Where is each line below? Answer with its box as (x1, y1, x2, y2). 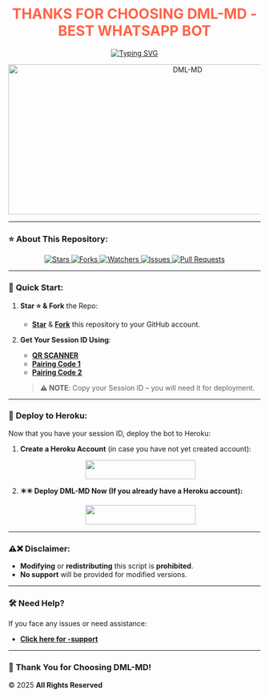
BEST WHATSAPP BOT (58, 22, 211, 40)
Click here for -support (19, 634, 98, 644)
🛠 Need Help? (8, 597, 65, 608)
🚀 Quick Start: (8, 282, 64, 293)
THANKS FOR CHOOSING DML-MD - (11, 5, 258, 23)
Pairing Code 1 (31, 359, 82, 368)
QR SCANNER (31, 350, 78, 360)
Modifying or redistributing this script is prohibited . (19, 561, 194, 571)
